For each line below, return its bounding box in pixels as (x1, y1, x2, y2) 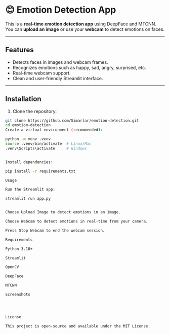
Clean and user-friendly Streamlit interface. (12, 75, 103, 81)
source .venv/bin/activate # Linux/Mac (5, 141, 92, 146)
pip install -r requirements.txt (5, 169, 76, 174)
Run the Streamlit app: (5, 187, 56, 192)
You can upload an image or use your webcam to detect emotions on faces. (5, 26, 164, 32)
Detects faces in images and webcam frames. (12, 59, 108, 65)
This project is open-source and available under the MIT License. (5, 323, 151, 328)
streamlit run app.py (5, 196, 51, 201)
